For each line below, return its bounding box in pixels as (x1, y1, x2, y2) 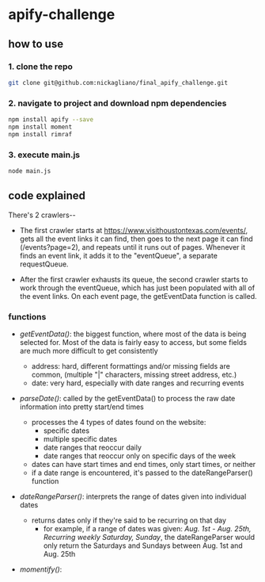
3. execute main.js (8, 149, 81, 160)
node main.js (8, 167, 51, 175)
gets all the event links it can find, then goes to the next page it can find (19, 234, 253, 243)
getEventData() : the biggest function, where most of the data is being (19, 329, 247, 339)
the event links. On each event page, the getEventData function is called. (19, 291, 257, 301)
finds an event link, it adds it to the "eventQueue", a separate (19, 251, 218, 260)
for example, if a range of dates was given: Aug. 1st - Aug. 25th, (43, 523, 252, 533)
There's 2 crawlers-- (8, 210, 77, 220)
